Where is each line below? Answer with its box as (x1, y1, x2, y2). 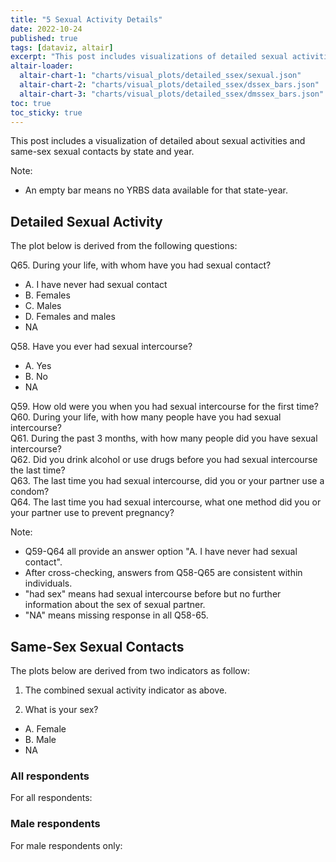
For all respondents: (10, 792, 93, 804)
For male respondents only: (10, 839, 123, 851)
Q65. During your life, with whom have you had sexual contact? (10, 259, 272, 271)
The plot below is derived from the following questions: (10, 240, 238, 252)
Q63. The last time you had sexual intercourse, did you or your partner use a (10, 475, 325, 487)
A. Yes (24, 360, 52, 372)
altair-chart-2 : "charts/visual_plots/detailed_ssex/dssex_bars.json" (19, 80, 320, 90)
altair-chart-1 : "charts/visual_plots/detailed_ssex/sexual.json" (19, 71, 302, 81)
